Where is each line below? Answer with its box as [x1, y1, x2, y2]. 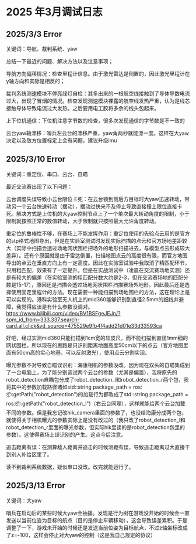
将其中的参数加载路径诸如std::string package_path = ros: [6, 383, 143, 390]
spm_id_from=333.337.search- [6, 316, 80, 323]
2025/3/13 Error [6, 481, 66, 491]
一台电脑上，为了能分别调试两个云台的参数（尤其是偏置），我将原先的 [10, 369, 177, 376]
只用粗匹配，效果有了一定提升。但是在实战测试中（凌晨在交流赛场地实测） [6, 266, 185, 273]
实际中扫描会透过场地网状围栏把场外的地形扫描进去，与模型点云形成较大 [16, 244, 190, 251]
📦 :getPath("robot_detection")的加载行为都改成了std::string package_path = [6, 390, 188, 397]
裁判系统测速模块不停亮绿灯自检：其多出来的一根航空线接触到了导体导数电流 [6, 90, 190, 97]
